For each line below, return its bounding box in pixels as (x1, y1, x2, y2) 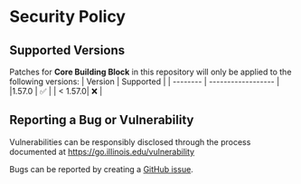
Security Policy (9, 6, 127, 27)
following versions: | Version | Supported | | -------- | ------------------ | (9, 76, 280, 87)
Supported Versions (9, 43, 125, 58)
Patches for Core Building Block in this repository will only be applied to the (9, 66, 292, 77)
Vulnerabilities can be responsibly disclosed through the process (9, 136, 251, 147)
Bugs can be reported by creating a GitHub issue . (9, 163, 194, 174)
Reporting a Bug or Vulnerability (9, 112, 194, 128)
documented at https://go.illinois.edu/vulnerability (9, 146, 195, 157)
